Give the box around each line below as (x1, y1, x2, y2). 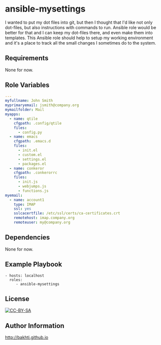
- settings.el (17, 157, 47, 162)
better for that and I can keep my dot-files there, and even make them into (5, 30, 153, 35)
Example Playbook (5, 260, 62, 268)
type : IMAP (14, 202, 36, 207)
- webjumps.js (17, 184, 47, 189)
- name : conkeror (9, 166, 45, 171)
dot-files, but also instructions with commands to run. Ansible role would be (5, 24, 157, 30)
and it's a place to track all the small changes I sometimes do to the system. (5, 40, 157, 46)
